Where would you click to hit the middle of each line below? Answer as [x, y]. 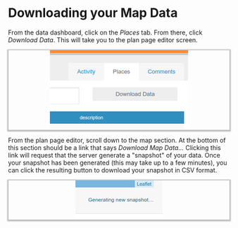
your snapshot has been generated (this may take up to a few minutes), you [118, 163]
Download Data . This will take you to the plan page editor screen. [103, 39]
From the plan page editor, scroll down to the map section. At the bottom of [117, 140]
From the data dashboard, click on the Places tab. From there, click [105, 32]
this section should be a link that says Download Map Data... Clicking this [114, 147]
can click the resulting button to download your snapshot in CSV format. [113, 170]
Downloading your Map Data [93, 13]
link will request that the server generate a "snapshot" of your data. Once [114, 155]
